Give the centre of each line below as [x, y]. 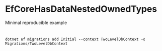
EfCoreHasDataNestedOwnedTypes [81, 9]
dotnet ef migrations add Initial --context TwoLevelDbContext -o [75, 39]
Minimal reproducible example [36, 23]
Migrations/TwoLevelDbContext [37, 44]
